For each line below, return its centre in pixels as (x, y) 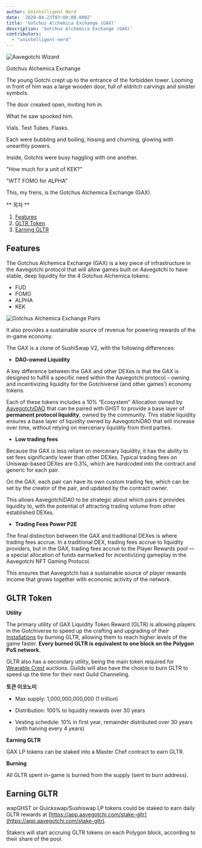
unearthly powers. (29, 146)
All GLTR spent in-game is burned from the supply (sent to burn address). (97, 775)
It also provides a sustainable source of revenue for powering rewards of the (101, 330)
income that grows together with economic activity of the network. (89, 579)
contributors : (24, 34)
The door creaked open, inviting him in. (55, 105)
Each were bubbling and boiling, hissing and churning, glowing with (90, 139)
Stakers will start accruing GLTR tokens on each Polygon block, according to (101, 832)
